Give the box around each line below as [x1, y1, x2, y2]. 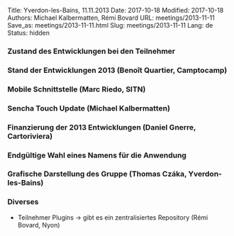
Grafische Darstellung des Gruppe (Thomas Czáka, [7, 169, 187, 179]
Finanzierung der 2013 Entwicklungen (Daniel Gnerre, [7, 122, 196, 132]
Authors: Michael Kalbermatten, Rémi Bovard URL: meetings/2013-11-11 [7, 13, 215, 22]
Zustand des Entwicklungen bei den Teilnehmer [7, 46, 176, 56]
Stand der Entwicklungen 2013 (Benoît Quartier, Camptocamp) [7, 65, 228, 75]
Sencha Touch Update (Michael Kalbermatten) [7, 103, 170, 113]
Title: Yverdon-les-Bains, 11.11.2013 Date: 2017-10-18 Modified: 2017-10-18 [7, 6, 224, 14]
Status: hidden [7, 28, 50, 37]
